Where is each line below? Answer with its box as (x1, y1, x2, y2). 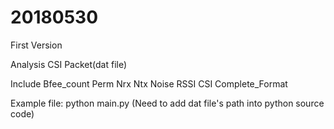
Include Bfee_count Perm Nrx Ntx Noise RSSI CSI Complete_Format (10, 77, 288, 90)
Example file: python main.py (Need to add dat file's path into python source (10, 97, 325, 109)
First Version (10, 39, 63, 51)
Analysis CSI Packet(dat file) (10, 58, 128, 70)
